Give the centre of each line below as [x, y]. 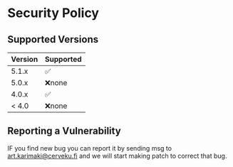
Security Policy [53, 13]
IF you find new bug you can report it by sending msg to [90, 148]
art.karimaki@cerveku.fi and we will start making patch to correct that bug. [117, 156]
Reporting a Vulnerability [64, 131]
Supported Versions [53, 39]
